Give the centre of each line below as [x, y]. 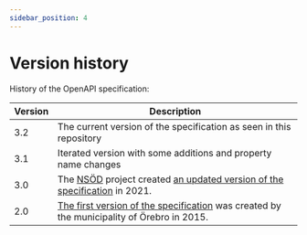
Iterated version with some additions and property [165, 153]
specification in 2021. [105, 190]
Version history [69, 63]
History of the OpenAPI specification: [79, 89]
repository [80, 138]
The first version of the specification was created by [169, 205]
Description [175, 111]
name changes [90, 164]
